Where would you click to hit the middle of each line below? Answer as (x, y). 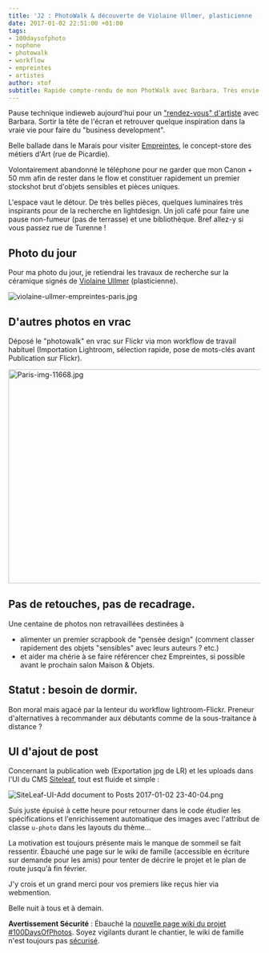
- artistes (26, 75)
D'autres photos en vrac (70, 322)
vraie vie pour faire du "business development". (87, 130)
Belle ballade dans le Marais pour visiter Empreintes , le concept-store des (130, 146)
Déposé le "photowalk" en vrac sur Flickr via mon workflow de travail (122, 341)
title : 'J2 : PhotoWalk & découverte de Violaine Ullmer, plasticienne (130, 16)
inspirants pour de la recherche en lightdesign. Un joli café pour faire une (129, 211)
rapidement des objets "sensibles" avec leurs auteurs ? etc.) (119, 647)
